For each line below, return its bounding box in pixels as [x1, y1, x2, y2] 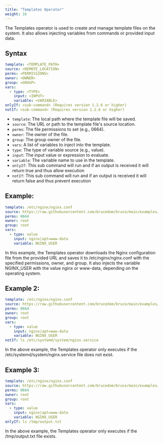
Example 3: [5, 366, 40, 374]
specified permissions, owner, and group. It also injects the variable [5, 260, 140, 266]
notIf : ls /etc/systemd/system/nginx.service [5, 338, 98, 343]
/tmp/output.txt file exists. [5, 433, 57, 439]
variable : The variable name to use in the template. [12, 157, 115, 163]
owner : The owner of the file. [12, 132, 69, 137]
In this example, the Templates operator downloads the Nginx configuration [5, 249, 156, 255]
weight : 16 [5, 12, 27, 16]
